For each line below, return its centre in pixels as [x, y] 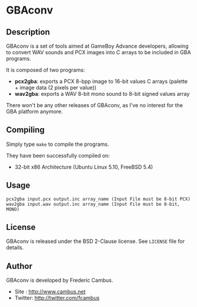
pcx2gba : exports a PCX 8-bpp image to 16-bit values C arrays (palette [101, 81]
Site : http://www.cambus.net [50, 292]
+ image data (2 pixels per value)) [56, 88]
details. [15, 248]
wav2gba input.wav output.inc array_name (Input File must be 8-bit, [93, 204]
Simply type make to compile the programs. [58, 144]
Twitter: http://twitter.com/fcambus [57, 298]
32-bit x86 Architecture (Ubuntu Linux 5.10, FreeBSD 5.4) [84, 167]
